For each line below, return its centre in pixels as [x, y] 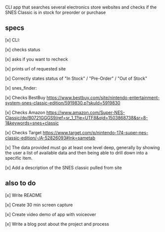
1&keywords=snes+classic [32, 123]
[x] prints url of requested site [35, 68]
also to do [21, 183]
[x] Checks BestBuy [25, 97]
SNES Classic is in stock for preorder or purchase [56, 12]
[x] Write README [23, 195]
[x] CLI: [13, 40]
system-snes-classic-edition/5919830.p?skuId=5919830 [63, 103]
